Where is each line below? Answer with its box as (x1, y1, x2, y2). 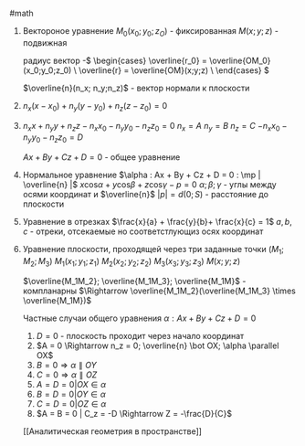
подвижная (22, 37, 68, 48)
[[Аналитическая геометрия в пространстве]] (22, 425, 203, 437)
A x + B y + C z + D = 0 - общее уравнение (22, 152, 181, 163)
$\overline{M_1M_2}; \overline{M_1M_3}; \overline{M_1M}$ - (22, 275, 247, 286)
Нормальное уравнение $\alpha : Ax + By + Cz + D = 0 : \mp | (22, 169, 261, 181)
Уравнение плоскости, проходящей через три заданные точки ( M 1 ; (22, 244, 285, 257)
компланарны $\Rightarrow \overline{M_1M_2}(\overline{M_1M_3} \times (22, 285, 297, 296)
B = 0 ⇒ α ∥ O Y (36, 359, 98, 370)
